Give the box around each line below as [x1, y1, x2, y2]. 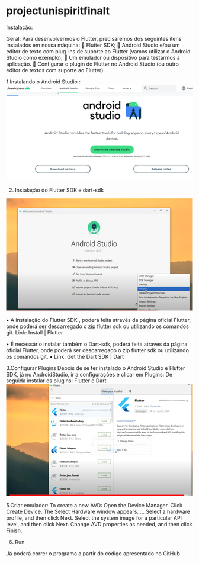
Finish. [6, 527, 23, 534]
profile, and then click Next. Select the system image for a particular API [6, 514, 182, 522]
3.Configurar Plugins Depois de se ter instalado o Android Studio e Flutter [6, 365, 185, 372]
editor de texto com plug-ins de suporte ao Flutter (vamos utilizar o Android [6, 47, 191, 54]
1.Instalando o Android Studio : [6, 78, 81, 85]
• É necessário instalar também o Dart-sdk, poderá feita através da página [6, 340, 188, 348]
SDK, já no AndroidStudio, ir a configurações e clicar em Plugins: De [6, 371, 173, 378]
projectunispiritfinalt [6, 4, 110, 18]
